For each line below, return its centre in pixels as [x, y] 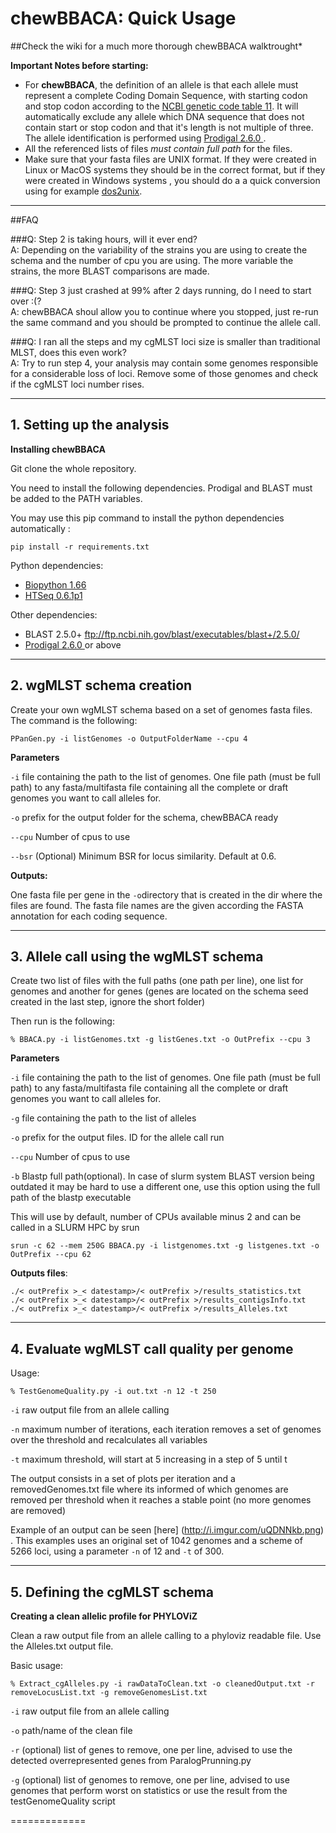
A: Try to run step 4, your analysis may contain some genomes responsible [164, 363]
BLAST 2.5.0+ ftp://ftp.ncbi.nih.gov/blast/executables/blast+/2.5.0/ [162, 634]
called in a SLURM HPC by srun [75, 1228]
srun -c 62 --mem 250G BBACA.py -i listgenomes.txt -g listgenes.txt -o [165, 1246]
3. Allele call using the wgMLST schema [137, 956]
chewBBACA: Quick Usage [123, 18]
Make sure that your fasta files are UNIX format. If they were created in [170, 159]
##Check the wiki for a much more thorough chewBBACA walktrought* [156, 46]
